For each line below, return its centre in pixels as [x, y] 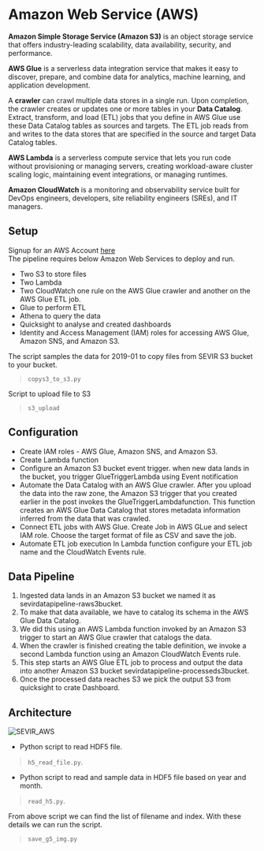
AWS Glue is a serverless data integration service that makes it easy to [123, 68]
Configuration [43, 433]
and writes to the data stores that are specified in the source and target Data [132, 134]
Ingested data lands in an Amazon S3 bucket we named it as [117, 595]
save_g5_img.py [52, 839]
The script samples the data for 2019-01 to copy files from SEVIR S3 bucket [131, 356]
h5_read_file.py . [55, 762]
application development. [49, 85]
